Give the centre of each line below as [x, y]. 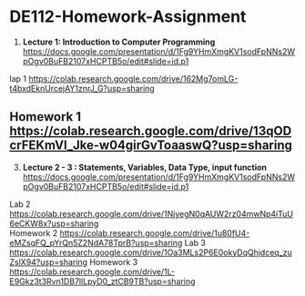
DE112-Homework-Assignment [128, 17]
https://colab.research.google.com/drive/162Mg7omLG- [133, 78]
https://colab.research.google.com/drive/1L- [92, 271]
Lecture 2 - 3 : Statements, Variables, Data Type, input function [144, 167]
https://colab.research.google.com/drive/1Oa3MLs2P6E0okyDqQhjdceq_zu [151, 252]
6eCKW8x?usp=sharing [54, 223]
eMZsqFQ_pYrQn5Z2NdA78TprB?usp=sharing [96, 242]
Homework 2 [34, 232]
